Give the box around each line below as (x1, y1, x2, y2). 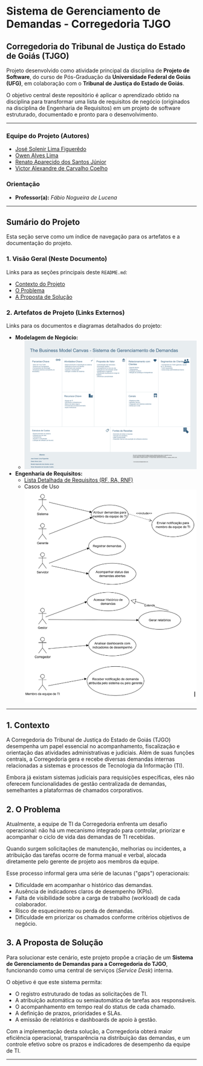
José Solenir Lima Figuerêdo (14, 146, 86, 153)
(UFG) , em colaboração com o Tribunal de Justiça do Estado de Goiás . (6, 80, 184, 87)
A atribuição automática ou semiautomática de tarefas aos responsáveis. (14, 996, 196, 1004)
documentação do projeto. (6, 240, 72, 247)
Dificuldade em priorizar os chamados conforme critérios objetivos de (14, 914, 190, 921)
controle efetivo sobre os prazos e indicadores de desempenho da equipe (6, 1041, 190, 1048)
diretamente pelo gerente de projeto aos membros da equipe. (6, 858, 159, 865)
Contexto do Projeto (14, 280, 65, 288)
